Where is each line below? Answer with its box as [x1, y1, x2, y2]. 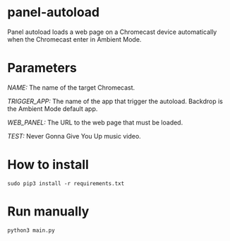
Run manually [7, 204, 90, 219]
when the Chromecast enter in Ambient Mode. [7, 35, 142, 43]
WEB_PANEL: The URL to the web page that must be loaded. [7, 118, 183, 127]
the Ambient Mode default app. [7, 104, 98, 113]
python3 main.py [7, 227, 55, 234]
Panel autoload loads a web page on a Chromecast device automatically [7, 28, 217, 36]
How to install [7, 157, 90, 173]
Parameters [7, 60, 78, 76]
